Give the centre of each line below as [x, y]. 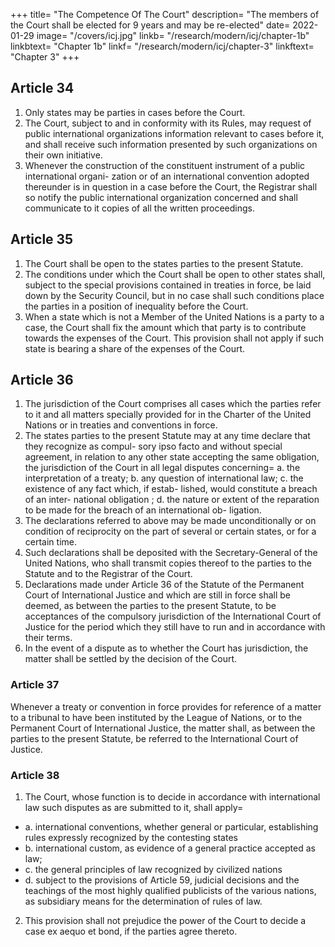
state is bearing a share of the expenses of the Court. [135, 348]
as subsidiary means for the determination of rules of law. [143, 901]
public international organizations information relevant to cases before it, [174, 133]
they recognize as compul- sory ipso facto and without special [153, 446]
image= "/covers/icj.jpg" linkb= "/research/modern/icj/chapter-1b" [173, 35]
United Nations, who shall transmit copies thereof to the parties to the [168, 563]
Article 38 [35, 775]
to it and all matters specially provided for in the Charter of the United [168, 415]
